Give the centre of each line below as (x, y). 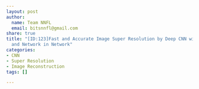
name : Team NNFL (31, 22)
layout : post (22, 11)
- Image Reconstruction (36, 66)
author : (16, 17)
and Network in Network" (42, 45)
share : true (21, 34)
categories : (21, 50)
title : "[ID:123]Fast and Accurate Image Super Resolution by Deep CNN (96, 39)
